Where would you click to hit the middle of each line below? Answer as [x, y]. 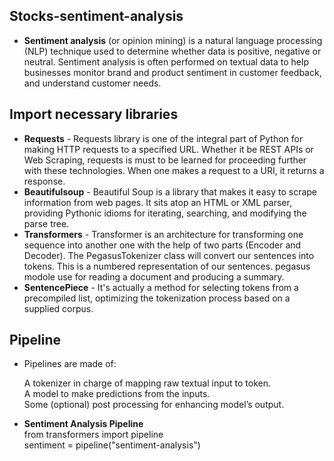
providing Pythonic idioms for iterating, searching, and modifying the [165, 213]
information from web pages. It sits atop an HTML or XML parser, [157, 202]
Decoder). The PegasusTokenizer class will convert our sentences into [169, 255]
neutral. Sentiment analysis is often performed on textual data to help [166, 61]
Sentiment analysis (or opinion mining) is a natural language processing [173, 40]
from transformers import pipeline [93, 435]
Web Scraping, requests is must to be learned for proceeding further [165, 160]
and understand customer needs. [92, 83]
